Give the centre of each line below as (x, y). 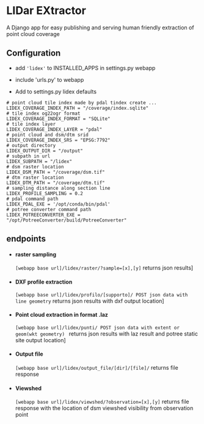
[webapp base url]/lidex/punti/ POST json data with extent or (97, 328)
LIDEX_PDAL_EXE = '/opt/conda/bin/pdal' (59, 204)
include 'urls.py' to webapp (49, 79)
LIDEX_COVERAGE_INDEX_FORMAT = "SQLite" (59, 119)
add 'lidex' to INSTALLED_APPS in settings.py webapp (85, 68)
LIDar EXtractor (46, 11)
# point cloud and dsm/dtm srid (47, 135)
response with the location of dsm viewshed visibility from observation (104, 408)
